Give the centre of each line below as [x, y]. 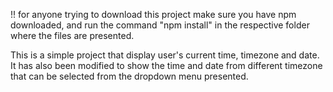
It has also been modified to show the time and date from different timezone [166, 65]
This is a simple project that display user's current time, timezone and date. [165, 55]
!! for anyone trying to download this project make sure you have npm [153, 14]
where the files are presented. [72, 35]
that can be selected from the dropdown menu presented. [129, 76]
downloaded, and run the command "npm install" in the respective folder [160, 25]
